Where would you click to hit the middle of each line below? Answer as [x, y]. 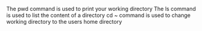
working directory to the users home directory [64, 22]
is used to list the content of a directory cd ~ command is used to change [99, 15]
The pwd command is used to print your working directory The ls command [101, 9]
